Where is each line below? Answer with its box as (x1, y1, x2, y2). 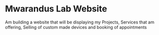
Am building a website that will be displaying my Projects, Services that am (5, 19, 155, 25)
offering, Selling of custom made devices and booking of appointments (5, 24, 147, 30)
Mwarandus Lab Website (5, 3, 108, 14)
